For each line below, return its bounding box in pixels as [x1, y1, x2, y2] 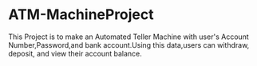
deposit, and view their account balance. [8, 49, 142, 58]
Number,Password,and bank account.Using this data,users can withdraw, [8, 40, 250, 49]
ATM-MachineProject [8, 6, 154, 24]
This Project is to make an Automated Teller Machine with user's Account [8, 32, 249, 41]
